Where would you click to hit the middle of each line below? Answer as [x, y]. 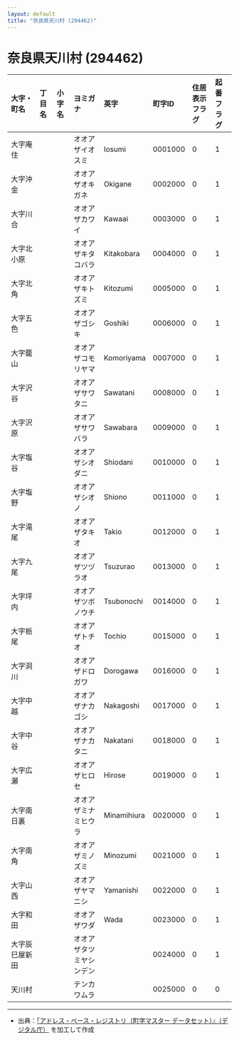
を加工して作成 [73, 1030]
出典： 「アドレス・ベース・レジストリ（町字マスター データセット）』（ [120, 1021]
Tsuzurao [119, 566]
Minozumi [120, 855]
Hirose [115, 775]
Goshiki [116, 323]
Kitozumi [118, 288]
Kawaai [116, 219]
